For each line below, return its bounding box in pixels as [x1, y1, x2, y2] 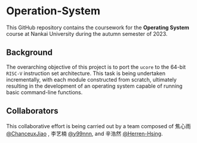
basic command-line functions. [6, 88, 83, 96]
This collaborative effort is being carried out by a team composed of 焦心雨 [6, 122, 191, 129]
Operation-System [6, 4, 100, 18]
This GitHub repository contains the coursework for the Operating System [6, 24, 190, 31]
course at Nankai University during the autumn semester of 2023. [6, 30, 168, 37]
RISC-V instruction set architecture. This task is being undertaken [6, 70, 166, 77]
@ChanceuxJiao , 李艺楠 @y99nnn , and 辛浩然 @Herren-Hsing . [6, 130, 163, 137]
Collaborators [6, 106, 59, 116]
